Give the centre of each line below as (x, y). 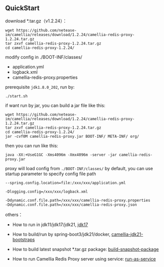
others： (14, 215)
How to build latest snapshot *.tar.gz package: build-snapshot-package (85, 249)
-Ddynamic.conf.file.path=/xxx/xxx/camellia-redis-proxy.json (71, 205)
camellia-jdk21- (127, 234)
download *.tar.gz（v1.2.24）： (36, 21)
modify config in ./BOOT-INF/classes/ (44, 57)
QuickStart (22, 8)
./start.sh (16, 96)
